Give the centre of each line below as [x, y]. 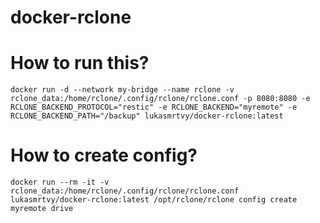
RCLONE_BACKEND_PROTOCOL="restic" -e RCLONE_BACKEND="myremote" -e [154, 107]
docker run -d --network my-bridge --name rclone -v [122, 90]
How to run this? [80, 63]
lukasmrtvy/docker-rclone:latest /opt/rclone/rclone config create [154, 200]
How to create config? [104, 155]
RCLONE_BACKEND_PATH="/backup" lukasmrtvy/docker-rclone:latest [147, 116]
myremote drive [42, 209]
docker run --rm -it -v [60, 182]
